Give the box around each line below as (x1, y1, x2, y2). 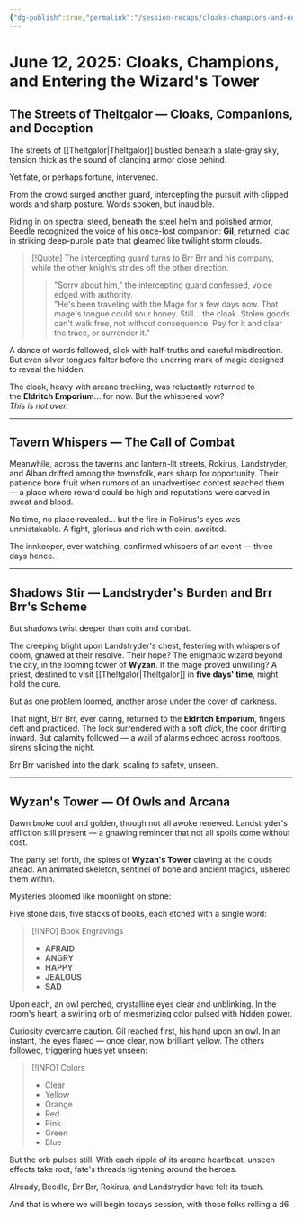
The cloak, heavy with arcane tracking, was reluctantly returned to (9, 381, 255, 392)
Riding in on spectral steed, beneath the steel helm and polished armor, (9, 216, 273, 227)
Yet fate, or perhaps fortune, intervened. (9, 172, 159, 182)
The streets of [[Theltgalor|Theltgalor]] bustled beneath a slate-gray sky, (9, 145, 280, 156)
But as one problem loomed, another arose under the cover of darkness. (9, 696, 277, 707)
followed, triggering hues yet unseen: (9, 1045, 148, 1056)
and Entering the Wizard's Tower (9, 71, 260, 91)
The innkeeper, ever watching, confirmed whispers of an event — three (9, 541, 273, 552)
